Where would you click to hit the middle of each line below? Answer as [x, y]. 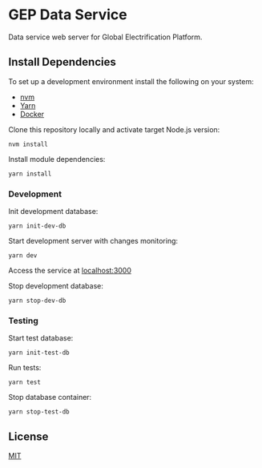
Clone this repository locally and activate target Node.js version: [114, 129]
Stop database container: [50, 397]
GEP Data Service [68, 15]
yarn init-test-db [39, 353]
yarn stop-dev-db [37, 301]
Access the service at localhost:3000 [70, 271]
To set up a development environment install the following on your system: [131, 81]
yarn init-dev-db [37, 226]
